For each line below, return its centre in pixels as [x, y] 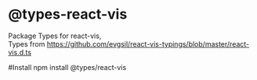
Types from [27, 43]
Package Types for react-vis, [55, 36]
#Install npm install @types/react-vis [67, 67]
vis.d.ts [20, 52]
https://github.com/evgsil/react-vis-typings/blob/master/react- [148, 43]
